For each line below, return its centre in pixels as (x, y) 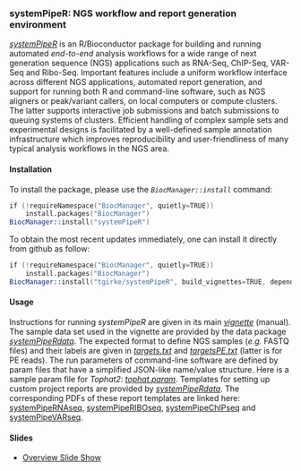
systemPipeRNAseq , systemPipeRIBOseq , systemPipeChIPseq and (133, 407)
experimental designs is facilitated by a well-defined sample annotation (141, 130)
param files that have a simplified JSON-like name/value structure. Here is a (149, 369)
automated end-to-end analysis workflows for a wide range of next (133, 54)
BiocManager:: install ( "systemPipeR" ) (80, 222)
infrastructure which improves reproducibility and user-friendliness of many (149, 139)
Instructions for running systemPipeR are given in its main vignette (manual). (150, 321)
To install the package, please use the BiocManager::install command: (141, 189)
